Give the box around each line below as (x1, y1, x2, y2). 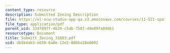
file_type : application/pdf (5, 21, 65, 27)
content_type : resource (5, 7, 56, 13)
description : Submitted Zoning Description (5, 12, 99, 17)
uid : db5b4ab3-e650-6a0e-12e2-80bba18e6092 (5, 40, 99, 45)
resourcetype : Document (5, 31, 56, 36)
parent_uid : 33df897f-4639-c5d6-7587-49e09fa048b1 (5, 26, 114, 31)
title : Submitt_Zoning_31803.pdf (5, 36, 76, 41)
